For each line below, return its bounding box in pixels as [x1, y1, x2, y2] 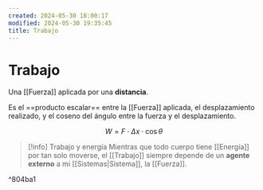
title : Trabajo [8, 26, 59, 34]
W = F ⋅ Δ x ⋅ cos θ [104, 127, 163, 137]
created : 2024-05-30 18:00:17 [8, 11, 109, 20]
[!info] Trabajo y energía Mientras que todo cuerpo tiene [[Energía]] [27, 142, 249, 152]
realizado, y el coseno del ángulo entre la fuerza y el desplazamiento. [8, 111, 237, 121]
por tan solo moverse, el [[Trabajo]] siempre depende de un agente [27, 151, 250, 160]
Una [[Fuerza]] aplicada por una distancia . [8, 87, 149, 97]
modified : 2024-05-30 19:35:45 [8, 19, 112, 27]
